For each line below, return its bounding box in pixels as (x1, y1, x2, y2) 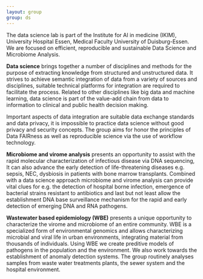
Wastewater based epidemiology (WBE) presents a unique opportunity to (6, 214, 192, 221)
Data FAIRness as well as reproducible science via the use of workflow (6, 132, 183, 140)
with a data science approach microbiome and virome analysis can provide (6, 176, 194, 184)
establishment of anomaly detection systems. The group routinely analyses (6, 253, 194, 260)
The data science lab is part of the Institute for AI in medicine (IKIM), (6, 31, 177, 38)
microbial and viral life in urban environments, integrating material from (6, 233, 184, 241)
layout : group (6, 9, 42, 15)
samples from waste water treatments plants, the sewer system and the (6, 259, 185, 266)
